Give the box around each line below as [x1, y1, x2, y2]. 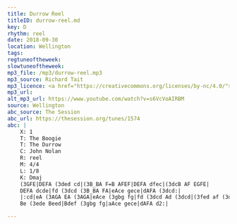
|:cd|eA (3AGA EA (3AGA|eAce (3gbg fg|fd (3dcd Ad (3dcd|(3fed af [20, 194, 219, 201]
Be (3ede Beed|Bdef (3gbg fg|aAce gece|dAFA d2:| [20, 200, 169, 208]
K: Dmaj [20, 174, 42, 181]
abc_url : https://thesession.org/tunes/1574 [7, 115, 140, 122]
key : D [7, 23, 27, 30]
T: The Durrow [20, 142, 61, 149]
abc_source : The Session [7, 108, 80, 116]
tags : [7, 50, 23, 57]
